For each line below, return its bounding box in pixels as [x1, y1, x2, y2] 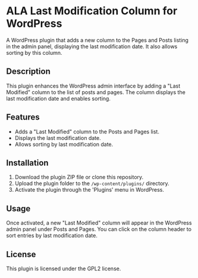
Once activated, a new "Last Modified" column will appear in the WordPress [6, 219, 192, 227]
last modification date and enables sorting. [6, 95, 111, 102]
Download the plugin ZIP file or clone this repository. [14, 174, 144, 181]
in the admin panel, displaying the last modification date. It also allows [6, 43, 178, 50]
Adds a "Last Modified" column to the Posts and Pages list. [14, 128, 159, 135]
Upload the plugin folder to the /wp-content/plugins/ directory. [14, 180, 169, 187]
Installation [6, 158, 49, 168]
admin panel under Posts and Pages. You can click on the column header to [6, 226, 192, 233]
